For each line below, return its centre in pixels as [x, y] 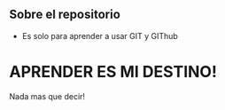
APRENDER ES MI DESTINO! [113, 72]
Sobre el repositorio [65, 15]
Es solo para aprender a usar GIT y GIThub [100, 35]
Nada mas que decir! [47, 96]
